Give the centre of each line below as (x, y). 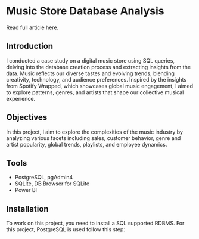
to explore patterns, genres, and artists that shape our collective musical (95, 92)
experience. (21, 98)
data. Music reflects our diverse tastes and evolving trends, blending (90, 73)
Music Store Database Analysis (85, 11)
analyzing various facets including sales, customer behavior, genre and (94, 138)
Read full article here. (32, 27)
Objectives (27, 117)
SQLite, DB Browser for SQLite (52, 184)
